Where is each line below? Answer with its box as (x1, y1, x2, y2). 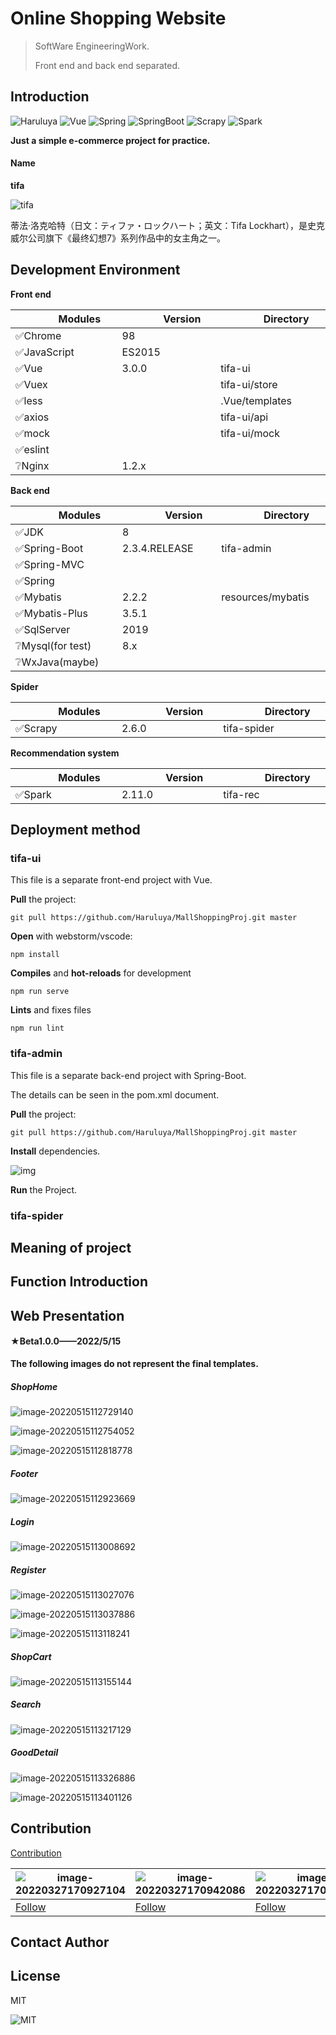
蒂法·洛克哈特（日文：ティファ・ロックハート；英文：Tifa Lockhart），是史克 (10, 219, 325, 231)
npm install (10, 950, 60, 960)
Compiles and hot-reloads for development (10, 967, 192, 979)
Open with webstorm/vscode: (10, 930, 133, 942)
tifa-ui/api (220, 410, 269, 424)
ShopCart (10, 1650, 52, 1662)
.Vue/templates (220, 393, 292, 407)
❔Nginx (15, 458, 50, 472)
